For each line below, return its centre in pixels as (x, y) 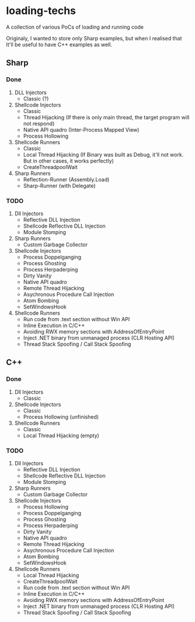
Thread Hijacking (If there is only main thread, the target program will (106, 117)
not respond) (39, 123)
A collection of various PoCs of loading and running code (75, 27)
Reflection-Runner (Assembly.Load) (66, 179)
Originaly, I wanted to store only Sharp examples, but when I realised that (94, 38)
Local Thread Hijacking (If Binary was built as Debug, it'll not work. (103, 154)
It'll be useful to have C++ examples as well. (59, 44)
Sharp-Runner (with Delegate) (59, 185)
